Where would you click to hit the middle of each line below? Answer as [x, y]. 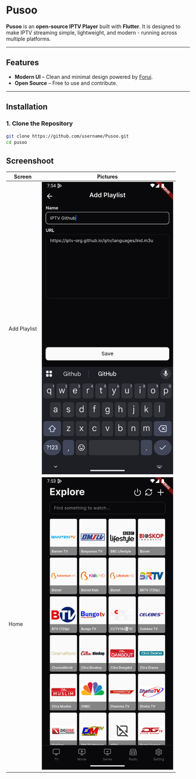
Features [22, 63]
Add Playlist [23, 329]
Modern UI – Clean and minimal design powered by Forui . [84, 77]
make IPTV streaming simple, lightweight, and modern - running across [92, 32]
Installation [27, 107]
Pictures [108, 177]
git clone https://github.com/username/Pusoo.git [68, 136]
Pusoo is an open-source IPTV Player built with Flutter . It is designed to [93, 26]
